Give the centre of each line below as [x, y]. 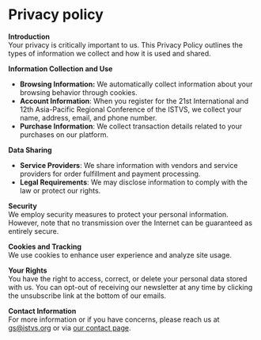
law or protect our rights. [60, 190]
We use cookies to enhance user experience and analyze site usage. [120, 254]
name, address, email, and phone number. [88, 117]
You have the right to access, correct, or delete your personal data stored [128, 278]
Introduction [29, 36]
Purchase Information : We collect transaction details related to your [131, 126]
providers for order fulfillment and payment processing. [110, 174]
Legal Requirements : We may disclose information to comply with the [133, 182]
